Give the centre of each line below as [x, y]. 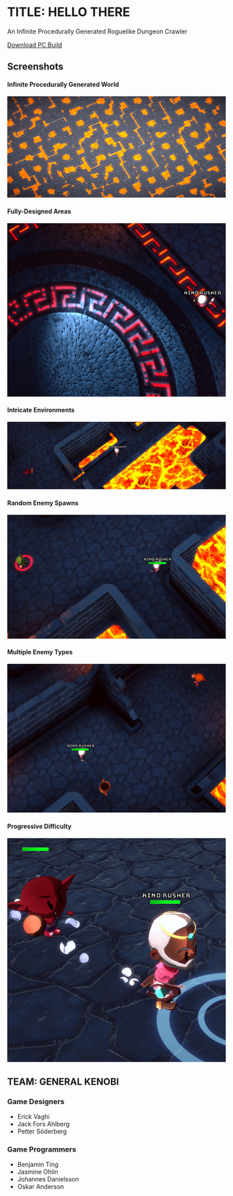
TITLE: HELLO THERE [69, 12]
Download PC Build [35, 45]
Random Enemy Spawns [43, 503]
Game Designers [36, 1101]
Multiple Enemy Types [40, 652]
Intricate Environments [41, 410]
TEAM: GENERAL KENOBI [63, 1082]
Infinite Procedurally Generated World [63, 84]
